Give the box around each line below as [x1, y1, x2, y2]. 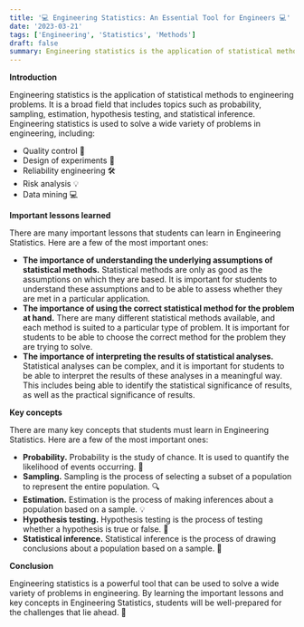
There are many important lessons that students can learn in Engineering [9, 227, 281, 238]
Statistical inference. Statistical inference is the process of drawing [22, 534, 277, 545]
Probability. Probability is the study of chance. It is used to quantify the [22, 452, 290, 463]
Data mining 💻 [22, 189, 79, 200]
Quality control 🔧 [22, 146, 86, 157]
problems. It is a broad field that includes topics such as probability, [9, 99, 262, 110]
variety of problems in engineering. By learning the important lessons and [9, 588, 284, 599]
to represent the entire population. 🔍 [22, 481, 160, 492]
